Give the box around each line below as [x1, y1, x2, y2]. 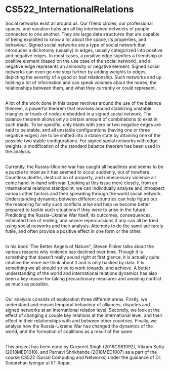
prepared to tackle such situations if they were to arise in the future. [5, 207, 147, 213]
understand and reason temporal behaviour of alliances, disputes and [5, 301, 150, 307]
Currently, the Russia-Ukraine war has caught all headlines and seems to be [5, 163, 163, 170]
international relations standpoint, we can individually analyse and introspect [5, 185, 165, 191]
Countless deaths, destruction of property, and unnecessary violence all [5, 174, 156, 180]
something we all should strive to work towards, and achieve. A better [5, 265, 151, 271]
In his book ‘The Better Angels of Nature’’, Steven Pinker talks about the [5, 243, 154, 249]
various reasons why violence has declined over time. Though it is [5, 249, 143, 255]
